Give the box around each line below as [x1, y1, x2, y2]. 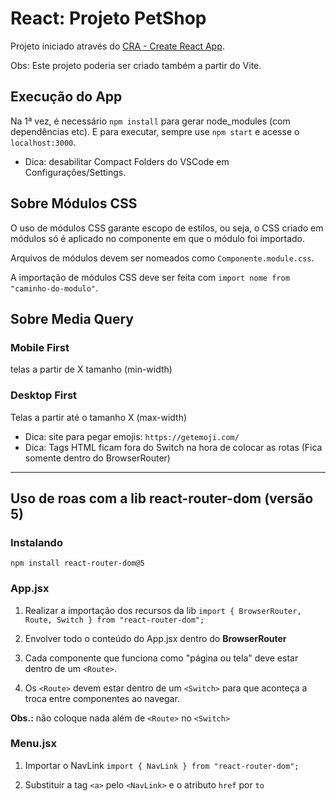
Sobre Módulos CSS [10, 195, 138, 212]
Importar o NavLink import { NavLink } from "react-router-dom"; [24, 759, 300, 771]
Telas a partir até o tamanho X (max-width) [10, 411, 188, 423]
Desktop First [10, 388, 78, 402]
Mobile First [10, 340, 70, 354]
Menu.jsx [10, 737, 57, 751]
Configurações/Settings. [24, 166, 127, 178]
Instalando [10, 535, 63, 549]
